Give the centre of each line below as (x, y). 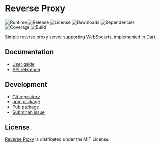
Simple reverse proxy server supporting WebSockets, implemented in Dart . (81, 37)
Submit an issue (28, 112)
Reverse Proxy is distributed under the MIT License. (57, 139)
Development (26, 85)
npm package (26, 101)
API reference (26, 69)
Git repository (26, 97)
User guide (23, 64)
